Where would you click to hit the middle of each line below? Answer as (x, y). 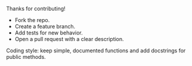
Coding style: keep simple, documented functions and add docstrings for (96, 51)
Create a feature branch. (45, 26)
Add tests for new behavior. (49, 33)
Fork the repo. (32, 20)
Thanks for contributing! (36, 9)
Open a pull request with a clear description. (69, 39)
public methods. (26, 57)
